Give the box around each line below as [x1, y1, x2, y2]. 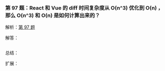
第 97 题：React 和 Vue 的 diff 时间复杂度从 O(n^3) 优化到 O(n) [5, 4, 157, 11]
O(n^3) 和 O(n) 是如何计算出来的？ [17, 11, 101, 18]
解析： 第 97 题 [5, 24, 35, 30]
